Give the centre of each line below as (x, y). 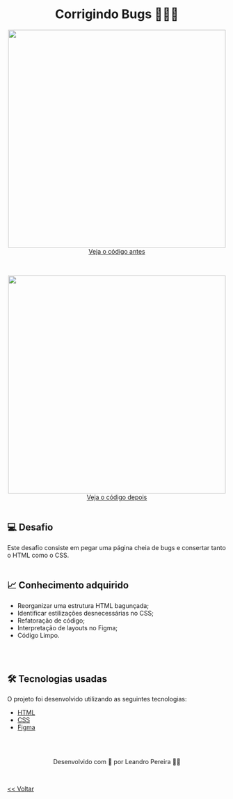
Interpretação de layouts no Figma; (67, 627)
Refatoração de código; (51, 621)
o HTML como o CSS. (38, 555)
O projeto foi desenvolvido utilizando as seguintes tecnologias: (97, 699)
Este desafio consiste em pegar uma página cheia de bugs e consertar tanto (116, 547)
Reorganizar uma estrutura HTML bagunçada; (83, 605)
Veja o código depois (117, 497)
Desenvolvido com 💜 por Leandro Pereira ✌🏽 (117, 762)
